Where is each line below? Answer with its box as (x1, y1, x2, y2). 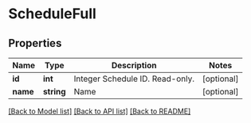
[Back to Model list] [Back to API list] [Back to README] (8, 106, 191, 116)
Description (111, 60, 157, 71)
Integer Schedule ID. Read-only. (73, 73, 195, 84)
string (42, 86, 66, 97)
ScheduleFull (8, 5, 97, 23)
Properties (8, 37, 62, 50)
